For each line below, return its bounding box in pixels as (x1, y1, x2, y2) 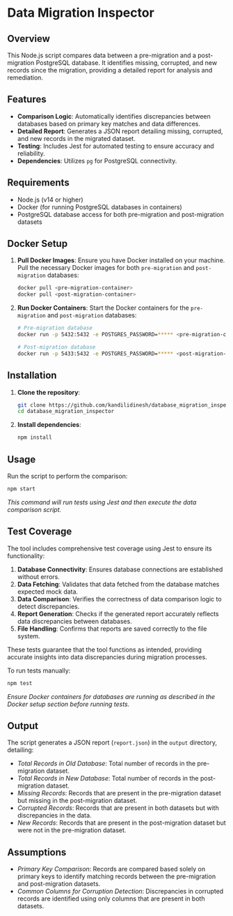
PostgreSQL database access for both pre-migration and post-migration (17, 210, 225, 218)
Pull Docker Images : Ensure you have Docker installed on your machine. (17, 256, 225, 264)
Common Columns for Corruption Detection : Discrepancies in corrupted (17, 887, 224, 896)
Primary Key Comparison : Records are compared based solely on (17, 865, 206, 873)
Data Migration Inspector (7, 5, 154, 21)
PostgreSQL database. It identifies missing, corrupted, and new (35, 59, 218, 67)
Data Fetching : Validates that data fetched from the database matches (17, 580, 220, 588)
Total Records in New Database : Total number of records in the (17, 774, 200, 783)
